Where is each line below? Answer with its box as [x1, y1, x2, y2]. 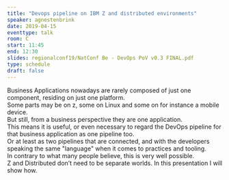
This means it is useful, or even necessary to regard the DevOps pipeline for [7, 123, 221, 131]
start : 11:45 [7, 42, 44, 49]
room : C [7, 36, 29, 42]
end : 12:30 [7, 49, 38, 55]
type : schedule [7, 61, 51, 68]
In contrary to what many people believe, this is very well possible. [7, 151, 195, 159]
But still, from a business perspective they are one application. [7, 115, 183, 123]
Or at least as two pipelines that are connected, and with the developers [7, 137, 210, 145]
